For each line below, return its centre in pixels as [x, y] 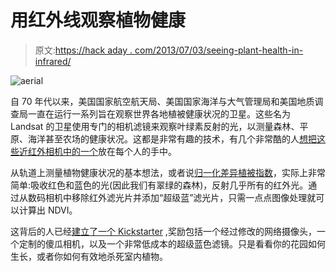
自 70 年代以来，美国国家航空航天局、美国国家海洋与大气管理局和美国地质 [162, 101]
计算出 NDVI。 [48, 210]
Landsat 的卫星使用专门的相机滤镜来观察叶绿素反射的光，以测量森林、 [155, 126]
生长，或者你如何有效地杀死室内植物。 [89, 256]
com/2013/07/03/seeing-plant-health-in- [219, 50]
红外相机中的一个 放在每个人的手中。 [102, 151]
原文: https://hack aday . [83, 50]
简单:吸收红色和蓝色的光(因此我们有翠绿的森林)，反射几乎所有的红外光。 [159, 185]
